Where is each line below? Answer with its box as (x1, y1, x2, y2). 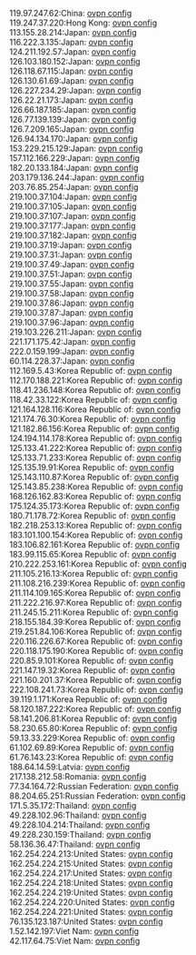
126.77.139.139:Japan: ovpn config (9, 114, 137, 125)
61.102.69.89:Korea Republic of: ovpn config (9, 742, 174, 753)
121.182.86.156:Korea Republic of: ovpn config (9, 423, 180, 434)
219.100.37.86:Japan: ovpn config (9, 297, 134, 308)
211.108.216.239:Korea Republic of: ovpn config (9, 578, 186, 588)
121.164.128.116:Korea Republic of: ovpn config (9, 404, 181, 415)
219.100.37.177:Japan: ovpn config (9, 220, 136, 231)
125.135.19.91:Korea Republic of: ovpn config (9, 462, 175, 472)
